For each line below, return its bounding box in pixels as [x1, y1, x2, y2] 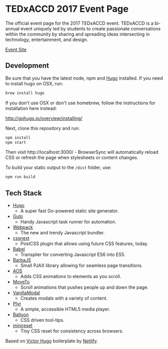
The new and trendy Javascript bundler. [20, 230, 105, 236]
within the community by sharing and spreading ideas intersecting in [5, 31, 150, 37]
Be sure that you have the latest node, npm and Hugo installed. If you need [5, 75, 163, 81]
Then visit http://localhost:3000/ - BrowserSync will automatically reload [5, 149, 159, 155]
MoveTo [12, 279, 30, 285]
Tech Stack [5, 189, 42, 197]
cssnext [12, 235, 30, 242]
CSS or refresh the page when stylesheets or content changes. [5, 155, 138, 161]
